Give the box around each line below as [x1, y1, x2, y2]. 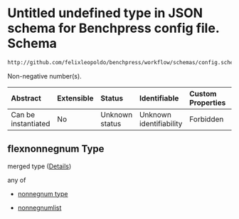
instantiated [11, 118, 51, 128]
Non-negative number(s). [7, 71, 82, 80]
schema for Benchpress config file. [7, 20, 220, 36]
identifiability [139, 118, 183, 128]
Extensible [56, 93, 94, 103]
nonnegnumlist [17, 203, 62, 212]
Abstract [11, 93, 41, 103]
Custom [189, 88, 217, 98]
